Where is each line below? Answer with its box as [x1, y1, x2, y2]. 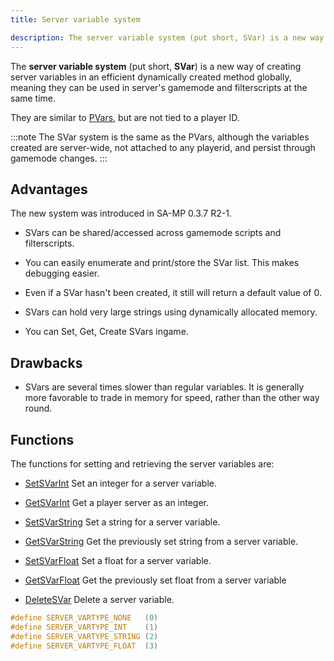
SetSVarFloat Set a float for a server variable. [24, 554, 212, 566]
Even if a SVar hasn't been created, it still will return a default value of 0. [24, 287, 322, 299]
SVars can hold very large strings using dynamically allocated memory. [24, 306, 318, 318]
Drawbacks [10, 354, 83, 371]
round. [24, 402, 53, 415]
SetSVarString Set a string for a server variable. [24, 516, 221, 528]
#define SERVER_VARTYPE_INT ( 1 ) [10, 622, 159, 632]
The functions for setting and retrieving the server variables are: [10, 457, 275, 470]
